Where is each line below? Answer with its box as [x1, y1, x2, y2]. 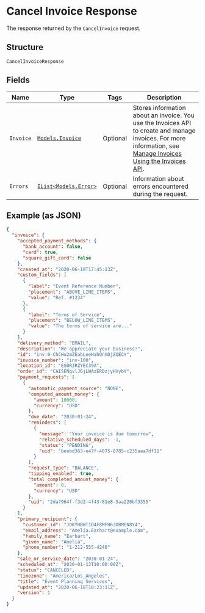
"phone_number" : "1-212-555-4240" [22, 545, 111, 551]
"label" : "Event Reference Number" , [28, 283, 121, 289]
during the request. [132, 189, 188, 198]
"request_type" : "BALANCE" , [28, 465, 99, 471]
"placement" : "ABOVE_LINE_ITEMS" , [28, 289, 116, 295]
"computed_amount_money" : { [28, 391, 99, 397]
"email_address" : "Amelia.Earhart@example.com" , [22, 527, 149, 534]
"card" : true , [22, 249, 59, 255]
